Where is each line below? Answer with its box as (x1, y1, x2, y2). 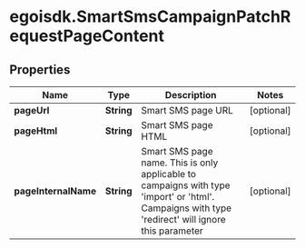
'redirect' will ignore (141, 214, 226, 225)
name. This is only (141, 156, 219, 169)
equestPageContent (9, 25, 165, 46)
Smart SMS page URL (141, 105, 234, 116)
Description (164, 89, 217, 101)
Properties (9, 62, 71, 77)
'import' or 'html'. (141, 191, 215, 203)
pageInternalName (14, 184, 97, 197)
